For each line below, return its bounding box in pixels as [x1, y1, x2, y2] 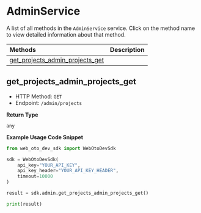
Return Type [6, 111, 38, 118]
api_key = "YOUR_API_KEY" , [17, 162, 81, 168]
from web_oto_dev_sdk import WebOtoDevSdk [6, 145, 116, 151]
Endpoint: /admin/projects [15, 99, 82, 106]
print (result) [6, 201, 43, 207]
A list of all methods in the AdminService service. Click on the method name [6, 24, 196, 32]
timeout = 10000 [17, 173, 53, 179]
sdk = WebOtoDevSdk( [6, 156, 59, 162]
